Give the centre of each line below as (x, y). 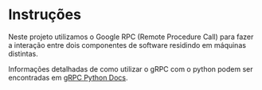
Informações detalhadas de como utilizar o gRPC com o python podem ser (131, 68)
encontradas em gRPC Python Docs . (68, 77)
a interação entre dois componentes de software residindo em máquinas (127, 45)
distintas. (23, 53)
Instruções (45, 15)
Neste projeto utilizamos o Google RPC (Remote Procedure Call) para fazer (131, 37)
